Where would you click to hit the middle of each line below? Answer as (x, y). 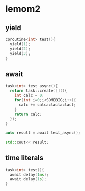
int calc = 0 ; (29, 95)
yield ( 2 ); (20, 49)
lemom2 (23, 9)
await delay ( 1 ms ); (30, 174)
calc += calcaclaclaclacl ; (47, 105)
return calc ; (28, 114)
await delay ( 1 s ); (28, 179)
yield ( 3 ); (20, 53)
